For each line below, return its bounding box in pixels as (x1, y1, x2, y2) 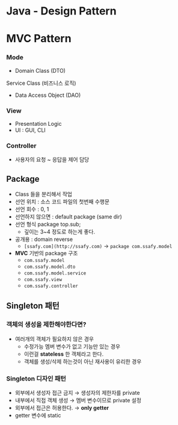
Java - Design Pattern (6, 4, 117, 18)
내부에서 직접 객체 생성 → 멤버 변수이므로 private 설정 (14, 397, 142, 404)
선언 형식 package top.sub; (14, 221, 81, 228)
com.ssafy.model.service (23, 270, 87, 276)
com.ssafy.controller (23, 283, 78, 290)
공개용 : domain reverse (14, 236, 73, 243)
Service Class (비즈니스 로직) (6, 79, 76, 87)
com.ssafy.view (23, 277, 62, 283)
